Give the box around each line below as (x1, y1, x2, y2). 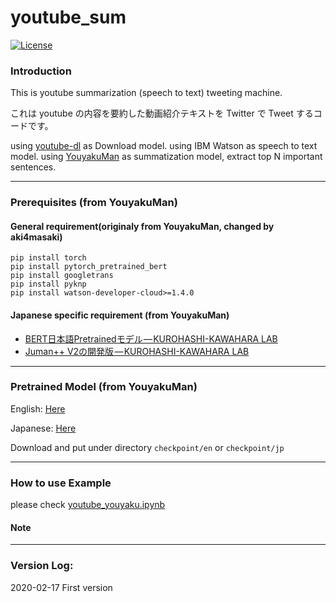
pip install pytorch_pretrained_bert (10, 262, 168, 272)
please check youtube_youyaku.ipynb (10, 499, 166, 511)
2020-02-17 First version (10, 581, 113, 593)
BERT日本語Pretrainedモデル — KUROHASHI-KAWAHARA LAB (24, 332, 278, 345)
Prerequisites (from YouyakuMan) (10, 196, 178, 210)
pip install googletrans (10, 271, 114, 281)
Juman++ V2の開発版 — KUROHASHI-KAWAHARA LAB (24, 345, 250, 357)
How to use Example (10, 476, 112, 490)
